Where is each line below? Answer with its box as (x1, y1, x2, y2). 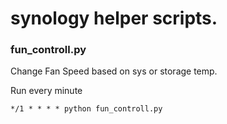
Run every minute (10, 85, 83, 97)
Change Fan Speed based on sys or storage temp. (10, 65, 218, 77)
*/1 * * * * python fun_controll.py (10, 104, 163, 114)
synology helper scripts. (10, 7, 218, 30)
